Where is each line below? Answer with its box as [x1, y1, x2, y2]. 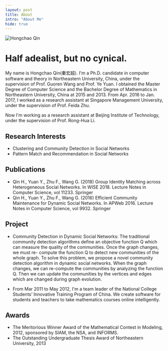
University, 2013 [12, 340, 46, 346]
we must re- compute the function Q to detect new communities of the [12, 249, 159, 255]
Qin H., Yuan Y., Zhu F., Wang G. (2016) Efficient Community [12, 195, 137, 201]
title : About [5, 12, 33, 17]
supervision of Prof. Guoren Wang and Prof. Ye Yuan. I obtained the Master [5, 81, 160, 87]
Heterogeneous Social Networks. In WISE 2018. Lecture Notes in [12, 184, 147, 190]
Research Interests [5, 132, 66, 141]
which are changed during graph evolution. [12, 276, 102, 282]
